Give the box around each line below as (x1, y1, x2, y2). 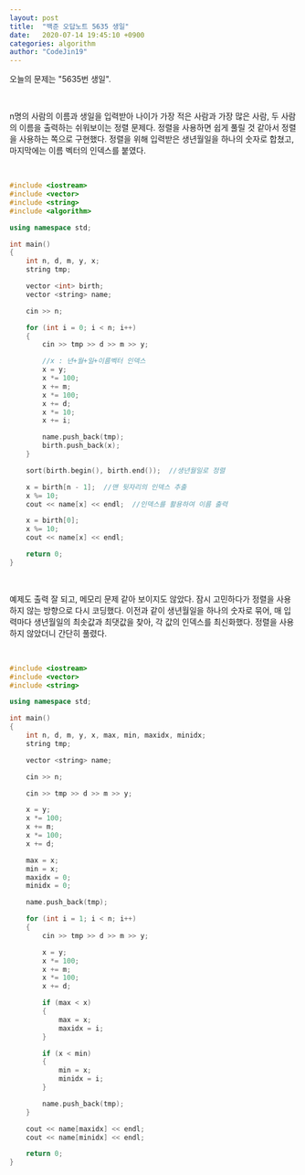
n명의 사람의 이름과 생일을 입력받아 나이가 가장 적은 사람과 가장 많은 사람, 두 (9, 111, 279, 122)
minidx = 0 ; (26, 881, 71, 891)
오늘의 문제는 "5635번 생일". (9, 74, 111, 85)
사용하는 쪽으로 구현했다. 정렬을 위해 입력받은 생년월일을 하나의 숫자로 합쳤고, (18, 134, 295, 144)
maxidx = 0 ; (26, 872, 71, 882)
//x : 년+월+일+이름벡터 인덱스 (42, 357, 146, 366)
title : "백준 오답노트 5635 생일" (9, 22, 130, 31)
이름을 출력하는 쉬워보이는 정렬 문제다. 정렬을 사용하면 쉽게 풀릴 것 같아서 (18, 123, 280, 134)
